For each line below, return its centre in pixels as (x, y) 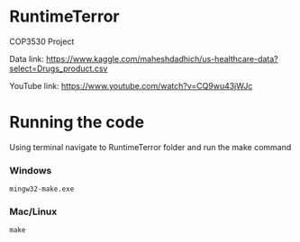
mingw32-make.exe (42, 189)
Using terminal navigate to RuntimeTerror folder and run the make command (150, 147)
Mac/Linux (33, 211)
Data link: (27, 58)
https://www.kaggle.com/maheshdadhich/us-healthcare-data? (162, 58)
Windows (31, 170)
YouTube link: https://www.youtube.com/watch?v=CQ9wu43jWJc (131, 85)
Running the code (77, 122)
